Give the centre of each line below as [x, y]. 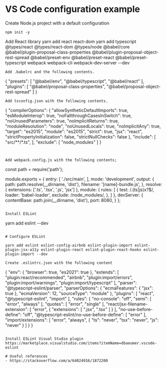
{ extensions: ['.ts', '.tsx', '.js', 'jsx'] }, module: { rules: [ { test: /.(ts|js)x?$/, [80, 189]
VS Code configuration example [73, 9]
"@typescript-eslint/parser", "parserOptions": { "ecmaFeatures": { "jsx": [79, 288]
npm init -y [17, 32]
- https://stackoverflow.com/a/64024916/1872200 [57, 360]
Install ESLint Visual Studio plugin [44, 338]
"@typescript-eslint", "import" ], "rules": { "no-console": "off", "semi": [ [78, 298]
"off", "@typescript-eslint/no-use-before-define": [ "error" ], [85, 314]
